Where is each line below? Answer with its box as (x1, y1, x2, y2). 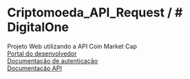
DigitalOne (7, 19, 70, 35)
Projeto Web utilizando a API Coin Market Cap (7, 42, 138, 50)
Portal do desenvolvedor (7, 49, 77, 58)
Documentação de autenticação (7, 56, 98, 65)
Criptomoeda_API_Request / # (7, 5, 183, 21)
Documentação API (7, 64, 62, 72)
